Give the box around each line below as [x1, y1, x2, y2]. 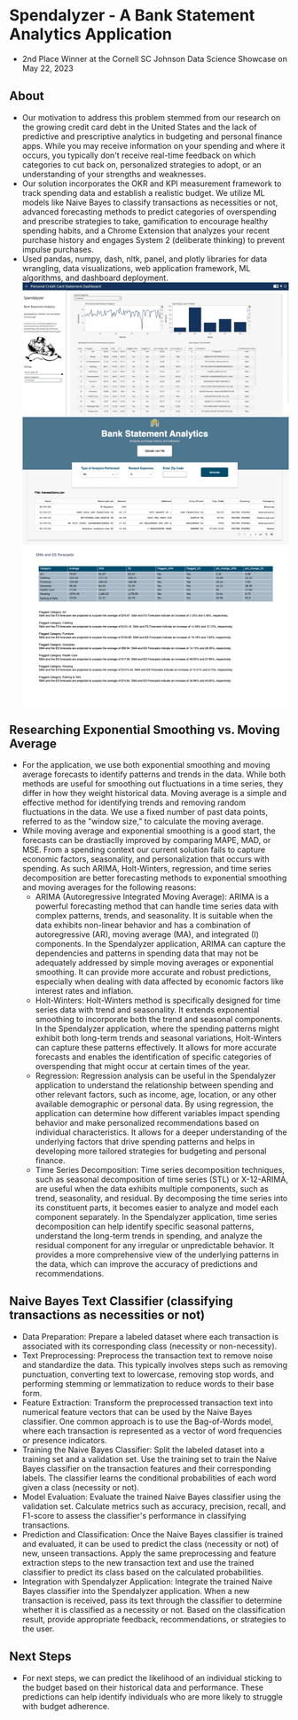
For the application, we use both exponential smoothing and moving [21, 759, 271, 770]
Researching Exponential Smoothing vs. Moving [9, 722, 281, 737]
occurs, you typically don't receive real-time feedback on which [21, 150, 256, 160]
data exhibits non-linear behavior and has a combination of [35, 919, 251, 930]
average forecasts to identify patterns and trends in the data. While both [21, 769, 286, 779]
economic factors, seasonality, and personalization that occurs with [21, 853, 270, 864]
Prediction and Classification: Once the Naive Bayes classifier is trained [21, 1528, 284, 1539]
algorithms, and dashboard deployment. [21, 272, 169, 283]
